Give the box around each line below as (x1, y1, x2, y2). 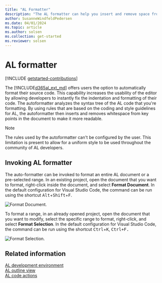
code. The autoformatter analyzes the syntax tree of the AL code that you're (5, 100, 157, 106)
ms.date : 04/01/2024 (5, 20, 47, 26)
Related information (5, 250, 66, 258)
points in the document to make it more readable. (5, 116, 103, 121)
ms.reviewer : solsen (5, 39, 47, 44)
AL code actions (5, 273, 38, 279)
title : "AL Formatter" (5, 7, 51, 12)
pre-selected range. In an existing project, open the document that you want (5, 177, 157, 182)
